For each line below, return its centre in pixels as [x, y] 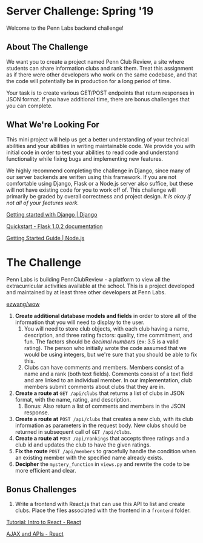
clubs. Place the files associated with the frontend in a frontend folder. [103, 510]
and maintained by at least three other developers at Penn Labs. [86, 292]
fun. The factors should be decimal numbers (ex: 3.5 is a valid [101, 342]
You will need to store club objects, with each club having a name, [107, 328]
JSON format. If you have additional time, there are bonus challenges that [98, 99]
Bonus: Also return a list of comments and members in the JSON [105, 406]
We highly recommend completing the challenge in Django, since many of [98, 170]
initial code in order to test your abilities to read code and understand [92, 152]
